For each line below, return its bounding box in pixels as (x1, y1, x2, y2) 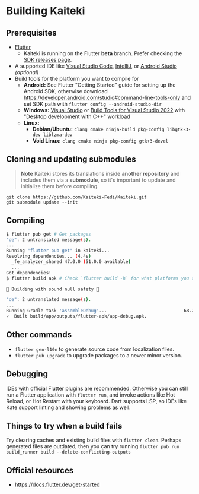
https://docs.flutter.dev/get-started (14, 481, 100, 488)
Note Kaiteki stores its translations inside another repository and (20, 170, 180, 177)
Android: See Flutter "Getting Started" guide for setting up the (23, 81, 176, 88)
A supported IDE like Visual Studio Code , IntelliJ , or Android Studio (14, 62, 178, 69)
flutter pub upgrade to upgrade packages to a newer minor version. (14, 351, 182, 359)
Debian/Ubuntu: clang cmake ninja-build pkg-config (32, 126, 165, 132)
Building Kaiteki (6, 4, 85, 18)
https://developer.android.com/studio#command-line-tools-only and (23, 94, 191, 101)
